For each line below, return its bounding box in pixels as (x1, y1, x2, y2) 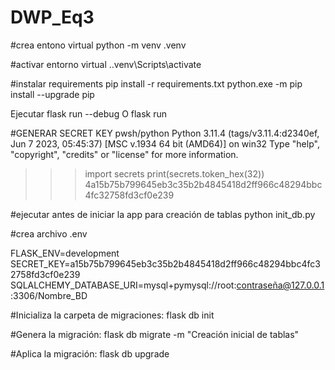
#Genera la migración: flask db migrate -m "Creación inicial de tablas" (10, 328, 300, 340)
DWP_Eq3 (10, 6, 95, 29)
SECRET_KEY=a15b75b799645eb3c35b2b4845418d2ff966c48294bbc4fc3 (10, 257, 321, 270)
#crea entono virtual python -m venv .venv (10, 39, 187, 51)
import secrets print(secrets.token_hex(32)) (84, 167, 265, 180)
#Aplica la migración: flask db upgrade (10, 347, 170, 360)
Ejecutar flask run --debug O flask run (10, 107, 168, 120)
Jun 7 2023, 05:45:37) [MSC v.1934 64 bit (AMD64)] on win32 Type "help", (10, 137, 320, 150)
